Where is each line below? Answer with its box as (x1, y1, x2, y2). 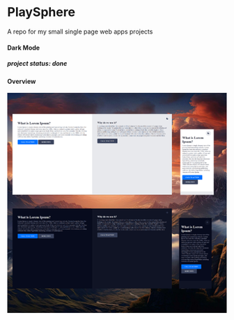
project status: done (7, 59, 68, 68)
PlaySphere (7, 4, 75, 20)
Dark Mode (7, 43, 40, 52)
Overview (7, 77, 36, 85)
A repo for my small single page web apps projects (7, 27, 153, 36)
